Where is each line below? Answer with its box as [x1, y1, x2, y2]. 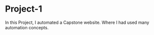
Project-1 [5, 3, 42, 15]
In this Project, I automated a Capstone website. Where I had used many [5, 19, 150, 25]
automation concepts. [5, 24, 49, 30]
